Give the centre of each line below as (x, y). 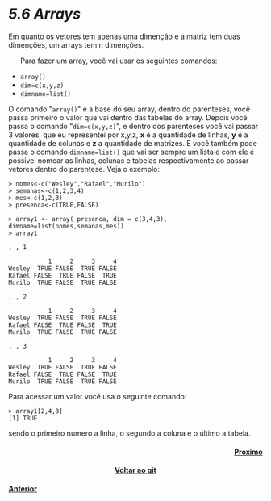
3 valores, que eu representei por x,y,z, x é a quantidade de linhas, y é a (128, 135)
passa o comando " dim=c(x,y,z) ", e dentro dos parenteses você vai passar (133, 126)
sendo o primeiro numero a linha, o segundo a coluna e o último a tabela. (129, 433)
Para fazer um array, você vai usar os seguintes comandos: (119, 61)
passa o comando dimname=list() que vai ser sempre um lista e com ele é (131, 152)
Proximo (248, 452)
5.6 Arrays (45, 14)
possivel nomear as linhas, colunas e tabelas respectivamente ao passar (129, 160)
